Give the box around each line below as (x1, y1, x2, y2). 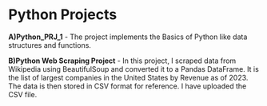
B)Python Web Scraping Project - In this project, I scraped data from (8, 56, 237, 65)
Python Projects (8, 6, 118, 24)
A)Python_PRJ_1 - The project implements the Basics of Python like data (8, 32, 248, 41)
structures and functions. (8, 40, 92, 49)
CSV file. (8, 89, 38, 99)
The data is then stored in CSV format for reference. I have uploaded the (8, 81, 247, 91)
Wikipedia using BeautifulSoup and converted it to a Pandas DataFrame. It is (8, 64, 260, 73)
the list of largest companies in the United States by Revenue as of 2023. (8, 73, 249, 82)
